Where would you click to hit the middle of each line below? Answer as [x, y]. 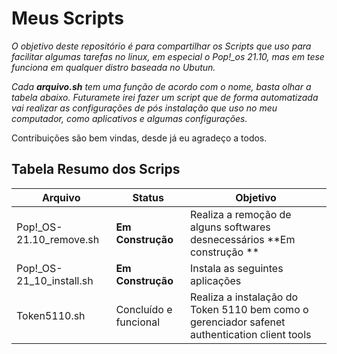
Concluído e [144, 309]
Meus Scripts [67, 18]
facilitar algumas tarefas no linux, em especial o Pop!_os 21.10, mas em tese [168, 56]
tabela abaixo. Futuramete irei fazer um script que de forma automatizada [165, 97]
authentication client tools [250, 334]
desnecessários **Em [242, 239]
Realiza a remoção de [240, 214]
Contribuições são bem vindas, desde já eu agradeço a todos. [139, 138]
